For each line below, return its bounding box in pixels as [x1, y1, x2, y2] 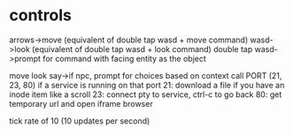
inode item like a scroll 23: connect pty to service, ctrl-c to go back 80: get [9, 89, 282, 100]
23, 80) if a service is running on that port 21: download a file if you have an [9, 79, 285, 90]
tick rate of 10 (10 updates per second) [9, 116, 150, 126]
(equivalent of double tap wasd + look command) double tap [32, 43, 253, 54]
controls [9, 5, 73, 26]
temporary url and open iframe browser [9, 98, 153, 109]
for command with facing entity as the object [42, 53, 206, 64]
